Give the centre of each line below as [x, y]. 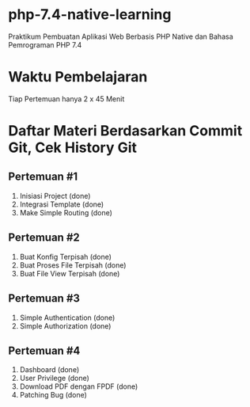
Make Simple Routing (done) [66, 212]
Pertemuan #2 [44, 238]
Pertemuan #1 [43, 177]
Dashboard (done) [49, 370]
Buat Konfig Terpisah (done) [66, 257]
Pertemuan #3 [44, 299]
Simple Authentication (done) [67, 318]
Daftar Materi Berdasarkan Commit [125, 131]
